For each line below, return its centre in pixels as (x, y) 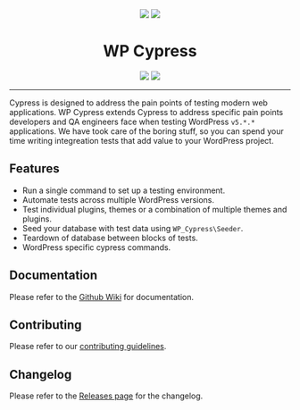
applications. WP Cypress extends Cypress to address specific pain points (146, 112)
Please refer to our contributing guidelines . (88, 347)
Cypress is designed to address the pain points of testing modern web (138, 103)
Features (34, 169)
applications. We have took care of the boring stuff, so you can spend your (146, 131)
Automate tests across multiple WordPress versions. (118, 199)
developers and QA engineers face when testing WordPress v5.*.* (133, 121)
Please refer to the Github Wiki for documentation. (102, 297)
